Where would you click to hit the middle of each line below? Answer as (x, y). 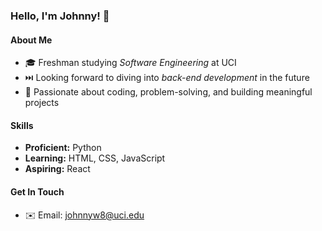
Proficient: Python (63, 148)
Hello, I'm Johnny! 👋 (60, 16)
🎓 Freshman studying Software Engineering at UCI (130, 63)
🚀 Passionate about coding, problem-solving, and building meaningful (168, 92)
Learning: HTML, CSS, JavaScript (95, 158)
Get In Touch (37, 191)
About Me (31, 40)
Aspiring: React (57, 169)
